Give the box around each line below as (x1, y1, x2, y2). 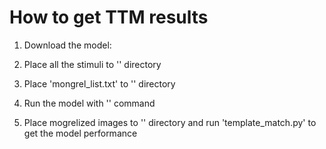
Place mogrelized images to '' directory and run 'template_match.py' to (23, 116, 317, 128)
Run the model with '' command (23, 97, 156, 109)
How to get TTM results (9, 6, 209, 29)
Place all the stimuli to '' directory (23, 58, 162, 70)
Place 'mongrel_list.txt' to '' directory (23, 77, 176, 90)
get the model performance (23, 127, 138, 139)
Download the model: (23, 39, 112, 51)
